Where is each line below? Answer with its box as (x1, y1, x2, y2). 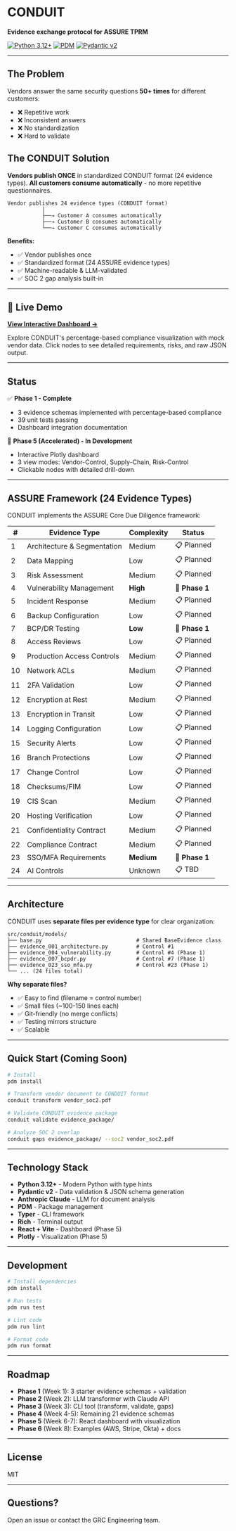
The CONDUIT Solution (7, 153, 110, 165)
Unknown (129, 866, 161, 876)
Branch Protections (27, 752, 91, 762)
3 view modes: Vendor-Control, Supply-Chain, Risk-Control (17, 458, 189, 466)
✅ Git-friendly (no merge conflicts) (17, 1009, 118, 1018)
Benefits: (7, 236, 35, 245)
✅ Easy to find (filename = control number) (17, 993, 143, 1002)
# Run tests (7, 1298, 42, 1305)
